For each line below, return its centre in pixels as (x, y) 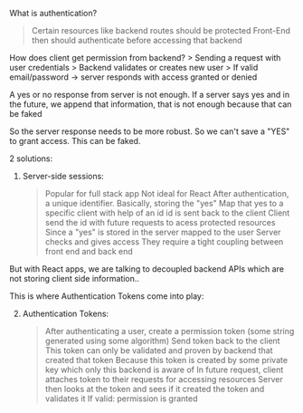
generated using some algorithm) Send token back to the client (162, 341)
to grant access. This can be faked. (75, 141)
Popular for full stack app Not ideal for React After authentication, (167, 193)
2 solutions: (31, 158)
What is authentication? (53, 13)
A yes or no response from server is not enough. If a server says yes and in (150, 95)
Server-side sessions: (63, 176)
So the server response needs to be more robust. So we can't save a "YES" (150, 131)
